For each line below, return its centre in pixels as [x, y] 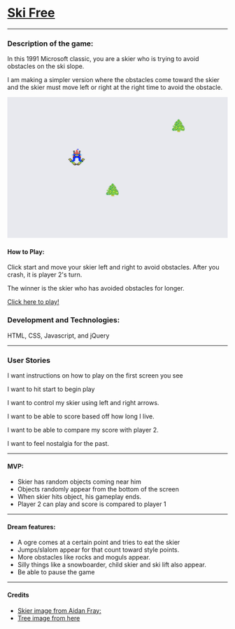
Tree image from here [49, 618]
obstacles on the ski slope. [46, 66]
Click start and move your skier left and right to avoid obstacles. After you [113, 267]
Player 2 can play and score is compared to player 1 [92, 504]
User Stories [29, 360]
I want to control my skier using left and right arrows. [83, 402]
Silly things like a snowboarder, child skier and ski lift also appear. [112, 565]
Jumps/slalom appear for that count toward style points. [98, 550]
